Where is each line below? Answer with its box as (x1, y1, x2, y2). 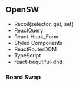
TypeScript (14, 51, 41, 59)
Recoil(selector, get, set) (14, 20, 74, 27)
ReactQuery (14, 27, 44, 34)
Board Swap (5, 73, 41, 81)
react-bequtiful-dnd (14, 58, 63, 65)
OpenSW (5, 5, 39, 15)
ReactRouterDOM (14, 46, 57, 53)
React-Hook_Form (14, 33, 59, 40)
